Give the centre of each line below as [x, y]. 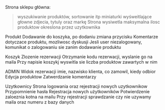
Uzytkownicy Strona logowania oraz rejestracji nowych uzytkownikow [76, 86]
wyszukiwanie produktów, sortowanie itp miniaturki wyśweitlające [84, 17]
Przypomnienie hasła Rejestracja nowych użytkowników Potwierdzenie [78, 92]
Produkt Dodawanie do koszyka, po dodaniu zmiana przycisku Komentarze [82, 37]
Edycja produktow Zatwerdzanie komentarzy [51, 77]
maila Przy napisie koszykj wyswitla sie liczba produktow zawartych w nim [81, 62]
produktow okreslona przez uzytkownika [59, 27]
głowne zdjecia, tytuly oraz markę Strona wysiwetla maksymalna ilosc [88, 22]
